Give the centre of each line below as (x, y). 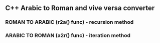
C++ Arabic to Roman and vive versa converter (80, 8)
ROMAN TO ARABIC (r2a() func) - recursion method (69, 22)
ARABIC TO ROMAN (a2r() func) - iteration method (68, 36)
